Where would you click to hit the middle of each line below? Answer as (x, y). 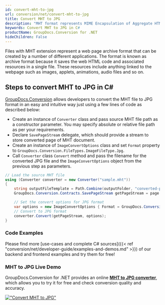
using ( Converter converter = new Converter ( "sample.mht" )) (68, 180)
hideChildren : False (26, 37)
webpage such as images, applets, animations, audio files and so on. (75, 72)
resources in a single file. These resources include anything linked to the (79, 66)
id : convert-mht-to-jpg (29, 10)
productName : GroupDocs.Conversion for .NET (51, 32)
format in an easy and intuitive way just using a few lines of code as (74, 104)
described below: (23, 110)
